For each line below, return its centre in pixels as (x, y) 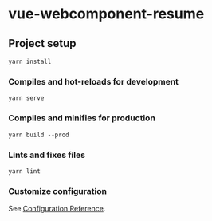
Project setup (43, 43)
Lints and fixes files (47, 155)
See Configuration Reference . (57, 209)
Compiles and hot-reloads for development (94, 81)
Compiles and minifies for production (82, 118)
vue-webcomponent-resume (106, 14)
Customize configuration (58, 191)
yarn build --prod (39, 135)
